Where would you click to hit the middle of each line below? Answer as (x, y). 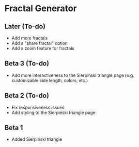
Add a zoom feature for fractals (43, 48)
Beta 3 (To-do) (27, 64)
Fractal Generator (41, 8)
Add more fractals (30, 38)
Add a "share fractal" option (39, 43)
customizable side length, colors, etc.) (50, 80)
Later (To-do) (25, 26)
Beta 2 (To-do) (27, 96)
